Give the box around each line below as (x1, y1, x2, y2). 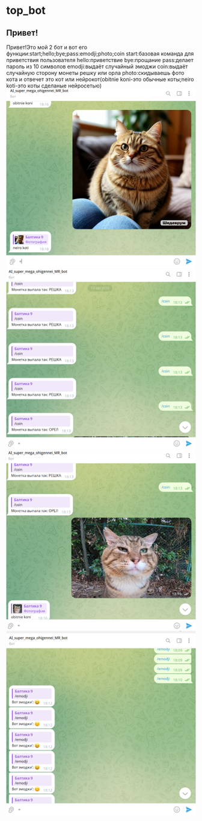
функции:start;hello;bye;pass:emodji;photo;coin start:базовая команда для (6, 50, 194, 57)
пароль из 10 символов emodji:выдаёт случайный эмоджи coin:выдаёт (6, 63, 188, 70)
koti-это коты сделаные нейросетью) (6, 82, 102, 89)
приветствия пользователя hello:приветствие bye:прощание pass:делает (6, 57, 194, 63)
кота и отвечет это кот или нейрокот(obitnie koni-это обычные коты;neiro (6, 76, 194, 83)
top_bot (6, 4, 46, 17)
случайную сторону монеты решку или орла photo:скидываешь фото (6, 69, 185, 76)
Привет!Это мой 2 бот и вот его (6, 43, 88, 51)
